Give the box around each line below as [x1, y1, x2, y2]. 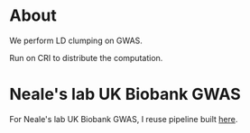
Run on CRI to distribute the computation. [9, 52, 163, 63]
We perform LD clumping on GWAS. [9, 35, 143, 46]
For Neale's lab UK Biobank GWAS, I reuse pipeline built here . [9, 113, 238, 124]
